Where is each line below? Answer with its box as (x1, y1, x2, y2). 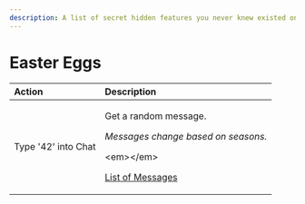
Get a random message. (104, 110, 207, 122)
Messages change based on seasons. (104, 130, 268, 142)
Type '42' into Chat (14, 140, 97, 152)
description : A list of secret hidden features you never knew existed (9, 13, 286, 23)
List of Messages (104, 170, 178, 183)
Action (14, 85, 44, 98)
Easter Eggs (9, 52, 102, 73)
